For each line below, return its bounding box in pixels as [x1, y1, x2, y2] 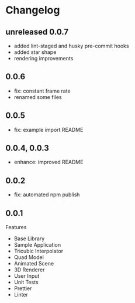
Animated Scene [13, 260, 54, 267]
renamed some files [13, 93, 62, 100]
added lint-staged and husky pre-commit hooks [13, 42, 129, 49]
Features [5, 224, 27, 231]
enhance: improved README [13, 159, 84, 166]
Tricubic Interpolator [13, 247, 64, 255]
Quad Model [13, 254, 44, 261]
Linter [13, 291, 29, 298]
